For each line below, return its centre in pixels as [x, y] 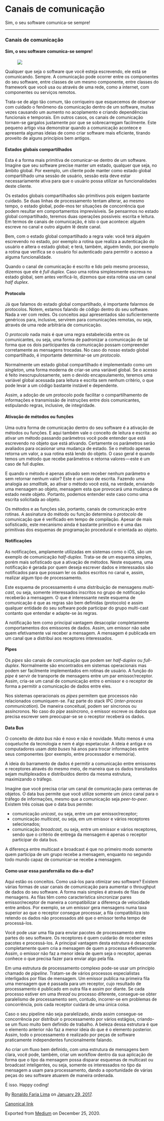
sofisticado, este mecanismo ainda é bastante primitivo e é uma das [73, 524]
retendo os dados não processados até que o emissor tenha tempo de [76, 918]
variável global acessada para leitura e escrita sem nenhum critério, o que [80, 381]
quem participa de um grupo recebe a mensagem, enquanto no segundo [78, 854]
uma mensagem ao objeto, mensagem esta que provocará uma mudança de [82, 489]
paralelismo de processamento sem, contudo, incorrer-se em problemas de [81, 999]
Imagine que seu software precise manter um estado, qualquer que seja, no [81, 165]
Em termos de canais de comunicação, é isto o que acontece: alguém [75, 222]
